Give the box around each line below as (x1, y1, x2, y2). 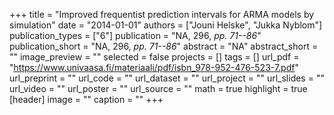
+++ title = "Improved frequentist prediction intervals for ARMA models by (9, 9, 315, 20)
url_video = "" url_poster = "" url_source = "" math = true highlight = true (9, 83, 308, 94)
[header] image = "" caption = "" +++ (9, 94, 164, 105)
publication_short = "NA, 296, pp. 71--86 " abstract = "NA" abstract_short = (9, 40, 319, 52)
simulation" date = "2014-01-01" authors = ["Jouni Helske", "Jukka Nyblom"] (9, 19, 323, 31)
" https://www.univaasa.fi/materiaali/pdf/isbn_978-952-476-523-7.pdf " (9, 62, 299, 73)
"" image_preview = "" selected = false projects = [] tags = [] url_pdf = (9, 51, 300, 63)
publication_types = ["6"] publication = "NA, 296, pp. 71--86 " (9, 30, 262, 41)
